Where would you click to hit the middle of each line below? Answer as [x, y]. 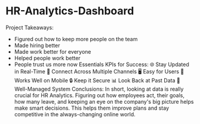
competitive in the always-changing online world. [75, 114]
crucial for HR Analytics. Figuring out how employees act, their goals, [99, 95]
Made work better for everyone [53, 51]
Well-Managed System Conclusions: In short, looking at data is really [99, 89]
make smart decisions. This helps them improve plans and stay [92, 108]
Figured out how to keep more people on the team [76, 39]
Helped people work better [47, 58]
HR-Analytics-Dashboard [70, 11]
